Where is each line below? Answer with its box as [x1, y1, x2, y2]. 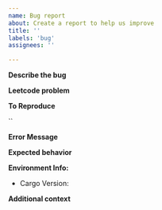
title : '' [8, 26, 41, 34]
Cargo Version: [19, 179, 69, 188]
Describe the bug [8, 70, 67, 80]
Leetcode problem [8, 85, 70, 96]
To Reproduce [8, 101, 56, 111]
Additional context [8, 194, 71, 204]
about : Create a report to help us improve [8, 19, 155, 27]
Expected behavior [8, 148, 72, 157]
